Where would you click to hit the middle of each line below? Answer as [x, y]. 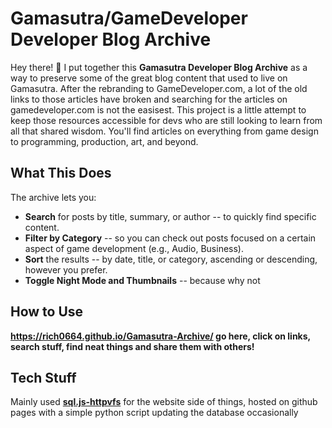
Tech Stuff [43, 377]
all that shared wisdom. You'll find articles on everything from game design [164, 131]
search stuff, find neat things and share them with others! [132, 346]
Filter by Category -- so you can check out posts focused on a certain [170, 238]
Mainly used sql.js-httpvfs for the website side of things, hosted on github [164, 402]
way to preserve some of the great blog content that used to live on [149, 78]
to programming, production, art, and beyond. [104, 141]
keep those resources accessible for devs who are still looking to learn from [166, 120]
